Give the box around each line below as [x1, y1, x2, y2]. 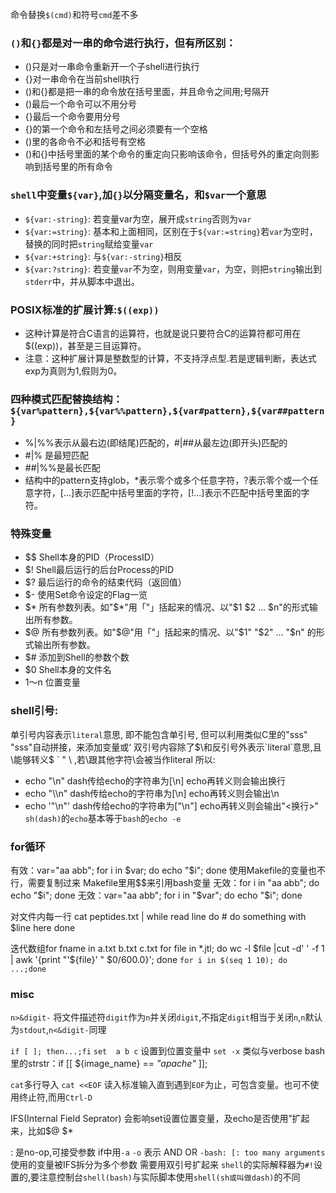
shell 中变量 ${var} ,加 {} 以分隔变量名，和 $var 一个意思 [10, 188, 267, 202]
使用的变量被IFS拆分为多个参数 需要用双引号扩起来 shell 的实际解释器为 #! [10, 1159, 315, 1171]
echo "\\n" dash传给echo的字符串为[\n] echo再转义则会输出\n [24, 787, 280, 799]
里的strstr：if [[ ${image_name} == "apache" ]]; [10, 1058, 208, 1070]
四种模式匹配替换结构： [10, 392, 123, 406]
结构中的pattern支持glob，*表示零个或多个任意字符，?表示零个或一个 [24, 474, 310, 487]
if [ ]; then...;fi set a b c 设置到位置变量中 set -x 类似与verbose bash [10, 1045, 326, 1057]
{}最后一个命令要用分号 [24, 111, 121, 123]
